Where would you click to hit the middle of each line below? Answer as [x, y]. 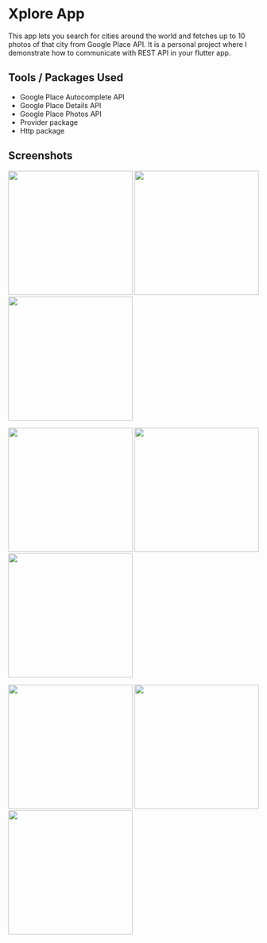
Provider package [48, 122]
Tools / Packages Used [66, 78]
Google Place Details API [60, 105]
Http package [42, 130]
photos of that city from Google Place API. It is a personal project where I [128, 44]
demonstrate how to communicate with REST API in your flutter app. [120, 52]
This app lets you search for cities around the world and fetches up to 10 [127, 36]
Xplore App [46, 14]
